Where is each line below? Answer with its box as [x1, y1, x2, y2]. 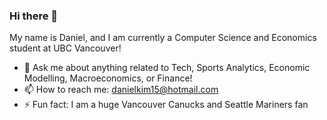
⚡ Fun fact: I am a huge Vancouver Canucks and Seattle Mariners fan [23, 99, 309, 111]
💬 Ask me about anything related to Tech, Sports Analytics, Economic [23, 62, 311, 74]
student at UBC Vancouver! [9, 42, 122, 54]
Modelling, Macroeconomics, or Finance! [23, 72, 193, 84]
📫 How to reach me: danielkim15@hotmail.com [23, 84, 219, 96]
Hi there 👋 [9, 9, 59, 23]
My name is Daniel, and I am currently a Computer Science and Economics [9, 32, 317, 44]
